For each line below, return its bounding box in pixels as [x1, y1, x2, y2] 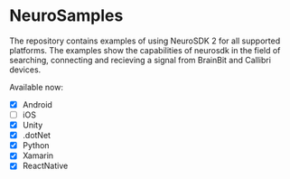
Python [22, 140, 50, 151]
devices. [9, 64, 42, 75]
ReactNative [22, 160, 69, 172]
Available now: [9, 81, 63, 92]
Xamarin [22, 150, 54, 161]
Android [22, 99, 52, 109]
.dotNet [22, 130, 51, 141]
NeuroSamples [9, 5, 124, 26]
